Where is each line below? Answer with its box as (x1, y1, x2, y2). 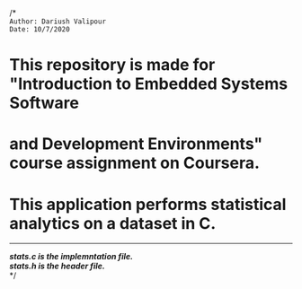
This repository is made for (9, 55, 216, 75)
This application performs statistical (9, 194, 287, 215)
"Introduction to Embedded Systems (9, 74, 289, 94)
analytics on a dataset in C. (9, 213, 217, 233)
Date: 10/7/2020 (9, 25, 70, 34)
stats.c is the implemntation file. (9, 251, 133, 262)
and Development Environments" (9, 134, 263, 154)
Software (9, 93, 79, 113)
